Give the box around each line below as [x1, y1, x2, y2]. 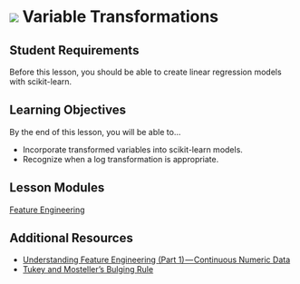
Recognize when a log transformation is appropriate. [22, 153, 219, 164]
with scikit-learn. [9, 76, 73, 87]
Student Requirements [9, 43, 140, 58]
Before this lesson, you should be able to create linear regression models [9, 66, 283, 77]
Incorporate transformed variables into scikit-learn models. [22, 143, 243, 155]
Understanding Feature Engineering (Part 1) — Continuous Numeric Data [22, 254, 291, 265]
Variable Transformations [22, 6, 219, 27]
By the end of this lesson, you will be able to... [9, 126, 181, 137]
